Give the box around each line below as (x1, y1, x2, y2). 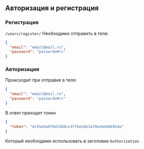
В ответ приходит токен (5, 109, 56, 115)
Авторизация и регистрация (5, 4, 99, 12)
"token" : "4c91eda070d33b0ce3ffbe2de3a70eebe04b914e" (9, 124, 124, 129)
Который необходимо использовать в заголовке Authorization (5, 137, 139, 144)
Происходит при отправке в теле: (5, 77, 77, 83)
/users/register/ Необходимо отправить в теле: (5, 30, 109, 36)
